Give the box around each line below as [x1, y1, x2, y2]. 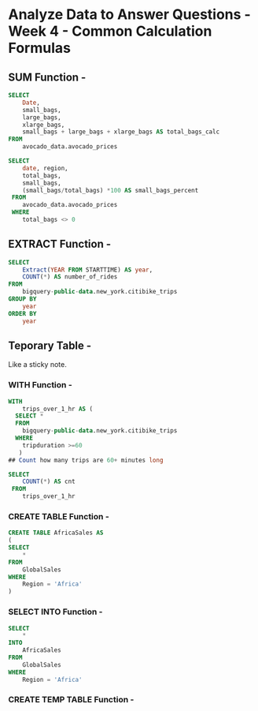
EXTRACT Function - [8, 238, 112, 251]
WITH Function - [8, 380, 72, 391]
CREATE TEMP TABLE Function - [8, 694, 135, 705]
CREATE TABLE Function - [8, 511, 110, 522]
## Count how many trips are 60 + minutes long [8, 456, 164, 464]
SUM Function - [8, 70, 87, 84]
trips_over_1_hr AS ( [22, 405, 93, 413]
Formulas [8, 39, 71, 57]
